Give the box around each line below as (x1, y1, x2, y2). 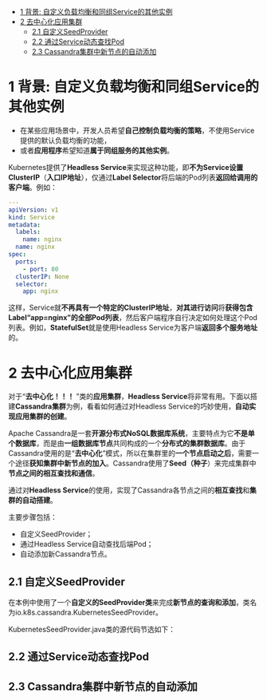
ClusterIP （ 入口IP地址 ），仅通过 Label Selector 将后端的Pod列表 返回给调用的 (8, 172, 258, 182)
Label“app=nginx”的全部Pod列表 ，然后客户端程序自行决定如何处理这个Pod (8, 313, 257, 322)
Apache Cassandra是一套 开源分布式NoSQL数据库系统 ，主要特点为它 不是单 (8, 429, 255, 438)
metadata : (8, 220, 41, 229)
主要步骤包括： (8, 512, 57, 522)
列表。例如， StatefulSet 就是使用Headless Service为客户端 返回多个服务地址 (8, 322, 258, 333)
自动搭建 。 (22, 496, 57, 505)
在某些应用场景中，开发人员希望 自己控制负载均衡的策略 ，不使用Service (19, 125, 255, 135)
